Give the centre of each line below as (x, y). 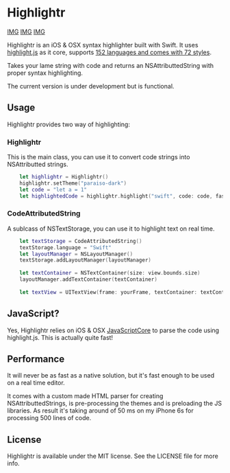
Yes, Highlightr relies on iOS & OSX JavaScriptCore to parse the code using (113, 330)
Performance (36, 359)
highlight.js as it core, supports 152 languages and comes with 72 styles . (110, 52)
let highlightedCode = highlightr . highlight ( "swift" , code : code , (116, 196)
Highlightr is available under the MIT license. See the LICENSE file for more (113, 456)
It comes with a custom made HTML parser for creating (85, 396)
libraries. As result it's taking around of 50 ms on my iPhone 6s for (100, 411)
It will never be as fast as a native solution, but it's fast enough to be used (111, 376)
